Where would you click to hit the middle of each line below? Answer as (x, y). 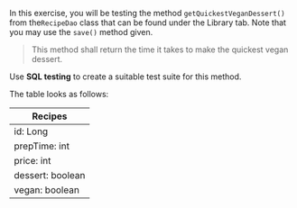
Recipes (50, 116)
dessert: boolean (50, 175)
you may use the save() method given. (81, 32)
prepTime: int (42, 146)
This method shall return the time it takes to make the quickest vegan (160, 50)
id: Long (31, 131)
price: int (32, 161)
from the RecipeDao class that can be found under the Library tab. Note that (148, 23)
